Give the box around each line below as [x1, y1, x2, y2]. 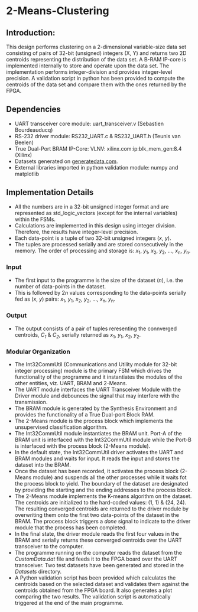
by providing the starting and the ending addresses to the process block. [14, 486, 192, 493]
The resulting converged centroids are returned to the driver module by [14, 505, 189, 512]
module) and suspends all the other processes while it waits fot [33, 474, 187, 481]
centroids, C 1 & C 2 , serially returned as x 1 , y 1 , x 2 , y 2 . [14, 331, 141, 340]
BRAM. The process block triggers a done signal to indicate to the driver [14, 517, 191, 525]
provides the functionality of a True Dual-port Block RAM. [14, 411, 155, 418]
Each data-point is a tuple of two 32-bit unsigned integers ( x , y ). [14, 235, 171, 242]
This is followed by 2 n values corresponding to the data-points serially [14, 289, 187, 296]
